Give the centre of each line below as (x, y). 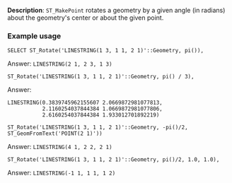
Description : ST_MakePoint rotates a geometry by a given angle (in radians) (116, 10)
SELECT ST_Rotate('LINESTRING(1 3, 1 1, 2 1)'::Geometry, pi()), (105, 51)
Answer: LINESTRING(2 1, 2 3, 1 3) (60, 64)
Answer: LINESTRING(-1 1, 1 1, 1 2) (62, 173)
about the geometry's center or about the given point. (86, 18)
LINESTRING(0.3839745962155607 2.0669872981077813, (85, 103)
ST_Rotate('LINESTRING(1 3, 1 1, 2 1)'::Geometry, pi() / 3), (101, 77)
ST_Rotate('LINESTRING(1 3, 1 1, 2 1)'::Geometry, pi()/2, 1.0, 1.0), (114, 160)
